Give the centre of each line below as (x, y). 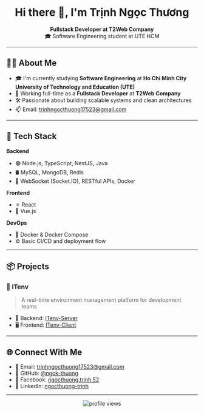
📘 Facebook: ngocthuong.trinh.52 (57, 380)
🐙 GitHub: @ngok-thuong (47, 374)
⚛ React (25, 204)
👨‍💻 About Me (32, 63)
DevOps (17, 223)
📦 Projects (28, 266)
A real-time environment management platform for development (101, 300)
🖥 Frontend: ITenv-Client (46, 325)
